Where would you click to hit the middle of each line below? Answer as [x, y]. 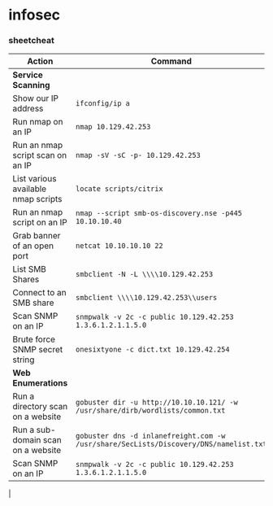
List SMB [30, 269]
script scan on [40, 155]
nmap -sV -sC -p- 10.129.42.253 [138, 155]
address [28, 109]
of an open [33, 246]
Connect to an [39, 293]
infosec [35, 15]
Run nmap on [38, 122]
